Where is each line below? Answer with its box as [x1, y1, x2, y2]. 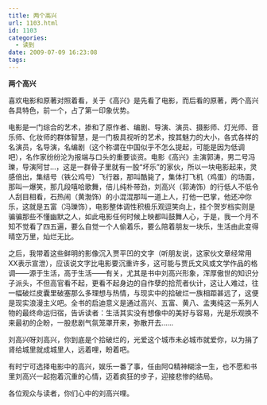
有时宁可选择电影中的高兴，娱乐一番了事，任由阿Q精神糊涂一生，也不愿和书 [8, 361, 257, 371]
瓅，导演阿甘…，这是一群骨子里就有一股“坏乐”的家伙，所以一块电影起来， [8, 162, 250, 172]
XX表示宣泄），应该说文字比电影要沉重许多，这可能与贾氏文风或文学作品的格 [8, 258, 258, 268]
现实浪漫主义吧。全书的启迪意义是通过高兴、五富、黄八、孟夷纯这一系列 [14, 298, 252, 307]
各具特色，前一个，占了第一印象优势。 [8, 105, 133, 115]
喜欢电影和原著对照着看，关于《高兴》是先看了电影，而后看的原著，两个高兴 [8, 95, 259, 105]
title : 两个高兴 [8, 11, 57, 20]
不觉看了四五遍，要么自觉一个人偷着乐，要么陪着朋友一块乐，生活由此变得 [14, 222, 259, 231]
